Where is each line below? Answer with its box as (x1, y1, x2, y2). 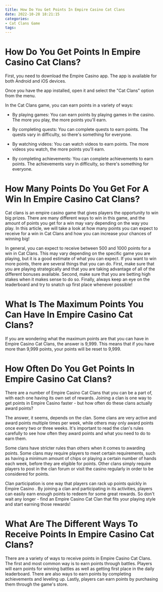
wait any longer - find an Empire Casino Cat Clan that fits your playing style (5, 496, 156, 502)
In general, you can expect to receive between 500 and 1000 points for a (5, 245, 151, 251)
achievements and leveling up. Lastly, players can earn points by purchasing (5, 576, 158, 582)
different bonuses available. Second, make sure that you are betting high (5, 271, 151, 277)
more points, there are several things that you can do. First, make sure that (5, 261, 155, 266)
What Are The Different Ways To (5, 519, 138, 529)
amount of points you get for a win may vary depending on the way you (5, 220, 148, 226)
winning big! (5, 236, 30, 241)
